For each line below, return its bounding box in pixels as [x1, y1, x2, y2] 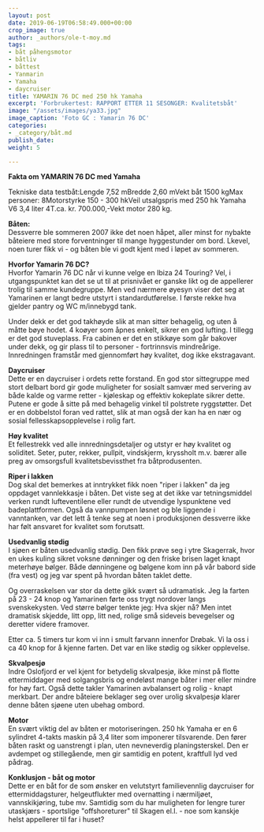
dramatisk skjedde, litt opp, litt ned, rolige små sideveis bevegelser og [8, 611, 235, 621]
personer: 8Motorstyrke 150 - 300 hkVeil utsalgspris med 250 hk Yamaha [8, 196, 247, 205]
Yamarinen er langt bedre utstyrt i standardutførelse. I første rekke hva [8, 293, 236, 303]
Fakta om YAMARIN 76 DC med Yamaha [8, 172, 140, 181]
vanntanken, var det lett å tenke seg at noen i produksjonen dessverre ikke [8, 513, 251, 523]
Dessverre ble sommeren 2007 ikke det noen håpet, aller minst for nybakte [8, 228, 251, 237]
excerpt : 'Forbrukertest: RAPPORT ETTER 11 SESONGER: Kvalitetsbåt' [8, 99, 238, 107]
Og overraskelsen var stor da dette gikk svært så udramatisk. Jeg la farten [8, 586, 250, 595]
